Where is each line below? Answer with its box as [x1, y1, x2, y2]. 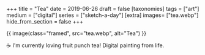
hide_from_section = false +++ [6, 18, 84, 25]
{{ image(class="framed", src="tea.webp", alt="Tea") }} [6, 30, 147, 37]
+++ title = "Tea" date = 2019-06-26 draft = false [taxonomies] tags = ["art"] [6, 5, 199, 12]
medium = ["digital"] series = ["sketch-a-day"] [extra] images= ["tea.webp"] [6, 11, 199, 19]
